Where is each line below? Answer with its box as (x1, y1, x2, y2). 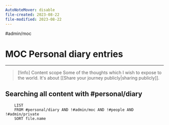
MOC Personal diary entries (5, 48, 123, 59)
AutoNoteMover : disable (5, 7, 55, 13)
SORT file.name (14, 116, 46, 121)
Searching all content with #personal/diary (5, 89, 142, 98)
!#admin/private (5, 112, 39, 117)
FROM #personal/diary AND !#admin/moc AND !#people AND (14, 107, 134, 112)
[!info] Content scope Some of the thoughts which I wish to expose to (17, 70, 162, 76)
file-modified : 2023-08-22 (5, 17, 62, 22)
